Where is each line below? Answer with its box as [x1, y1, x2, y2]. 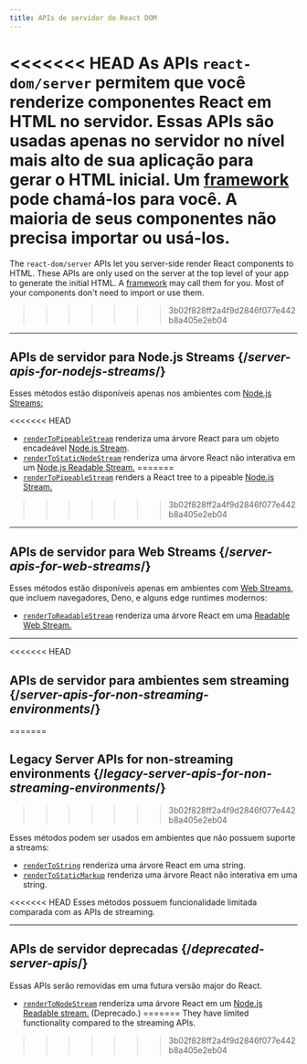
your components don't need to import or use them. [9, 287, 205, 298]
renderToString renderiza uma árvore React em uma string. [22, 859, 247, 870]
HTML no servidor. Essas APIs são [9, 111, 274, 132]
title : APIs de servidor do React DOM [9, 13, 157, 23]
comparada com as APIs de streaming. [9, 906, 155, 917]
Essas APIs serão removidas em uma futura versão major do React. [9, 980, 262, 991]
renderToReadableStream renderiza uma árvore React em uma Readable [22, 610, 291, 622]
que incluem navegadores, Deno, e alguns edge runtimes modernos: [9, 592, 268, 603]
